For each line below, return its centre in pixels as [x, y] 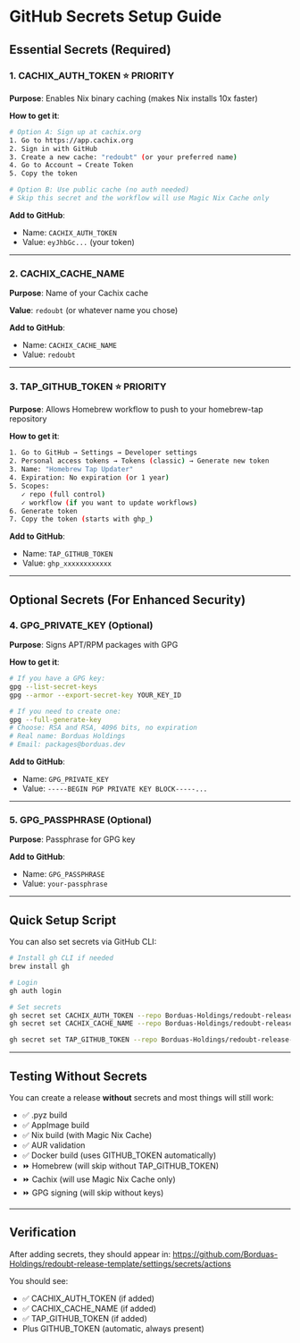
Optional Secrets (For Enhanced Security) [128, 600]
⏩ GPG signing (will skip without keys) [93, 1193]
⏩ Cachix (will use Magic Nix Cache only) [99, 1179]
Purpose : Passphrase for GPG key [72, 839]
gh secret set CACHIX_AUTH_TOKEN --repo [86, 1016]
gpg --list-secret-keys [54, 686]
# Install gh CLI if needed [62, 958]
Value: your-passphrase [65, 884]
